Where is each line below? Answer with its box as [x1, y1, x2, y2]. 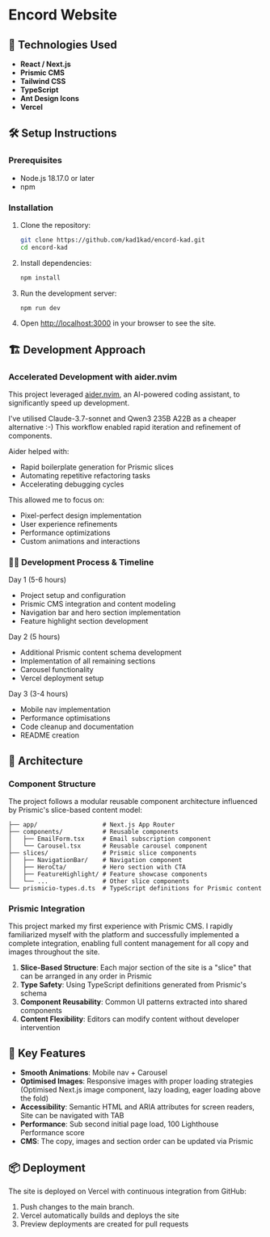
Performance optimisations [19, 713, 111, 723]
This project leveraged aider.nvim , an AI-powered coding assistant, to [8, 389, 240, 399]
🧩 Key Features [8, 1046, 86, 1060]
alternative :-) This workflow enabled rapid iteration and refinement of [8, 423, 241, 432]
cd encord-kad [19, 243, 68, 251]
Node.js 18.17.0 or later [19, 173, 95, 183]
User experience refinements [19, 520, 118, 529]
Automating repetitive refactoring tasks [19, 471, 151, 481]
